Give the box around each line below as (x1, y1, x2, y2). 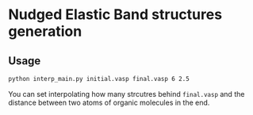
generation (8, 22, 82, 40)
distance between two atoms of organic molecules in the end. (8, 98, 210, 107)
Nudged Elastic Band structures (8, 6, 223, 24)
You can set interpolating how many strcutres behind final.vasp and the (8, 89, 245, 98)
